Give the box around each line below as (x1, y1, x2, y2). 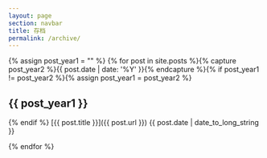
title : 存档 (8, 26, 46, 34)
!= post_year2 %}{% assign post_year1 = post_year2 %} (8, 73, 192, 83)
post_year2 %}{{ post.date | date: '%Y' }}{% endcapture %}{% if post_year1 (8, 65, 260, 75)
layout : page (8, 11, 52, 20)
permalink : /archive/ (8, 34, 81, 43)
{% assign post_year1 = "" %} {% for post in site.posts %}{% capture (8, 56, 237, 66)
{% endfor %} (8, 142, 55, 152)
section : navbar (8, 19, 63, 27)
